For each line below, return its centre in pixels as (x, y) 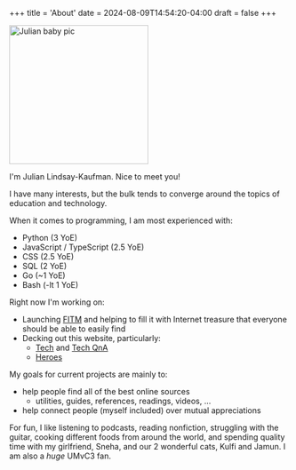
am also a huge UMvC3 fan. (60, 456)
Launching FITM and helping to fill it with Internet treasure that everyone (154, 319)
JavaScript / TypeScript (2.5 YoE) (83, 247)
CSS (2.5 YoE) (48, 256)
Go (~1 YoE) (44, 275)
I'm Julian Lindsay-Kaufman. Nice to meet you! (95, 176)
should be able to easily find (74, 329)
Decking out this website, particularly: (92, 338)
